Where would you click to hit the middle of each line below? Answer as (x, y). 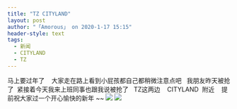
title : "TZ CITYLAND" (39, 14)
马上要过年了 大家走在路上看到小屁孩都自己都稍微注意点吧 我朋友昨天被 (116, 80)
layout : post (27, 20)
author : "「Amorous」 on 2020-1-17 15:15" (70, 27)
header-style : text (36, 33)
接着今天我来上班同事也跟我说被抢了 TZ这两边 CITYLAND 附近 (119, 89)
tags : (15, 40)
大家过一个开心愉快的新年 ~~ (62, 98)
